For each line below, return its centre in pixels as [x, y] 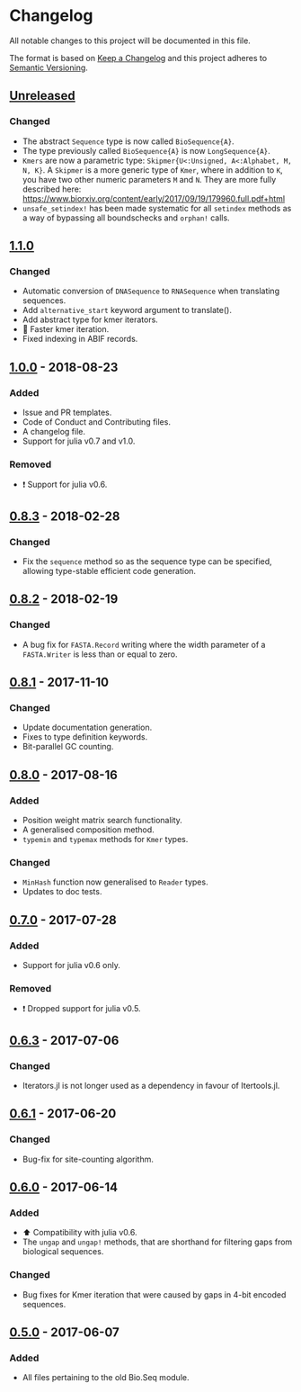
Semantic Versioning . [49, 67]
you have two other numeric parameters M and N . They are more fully [149, 179]
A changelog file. [54, 431]
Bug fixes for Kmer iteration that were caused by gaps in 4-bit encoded [154, 1294]
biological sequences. [63, 1252]
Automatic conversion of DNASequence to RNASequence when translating [151, 291]
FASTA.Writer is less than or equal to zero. [100, 654]
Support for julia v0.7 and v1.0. [79, 441]
